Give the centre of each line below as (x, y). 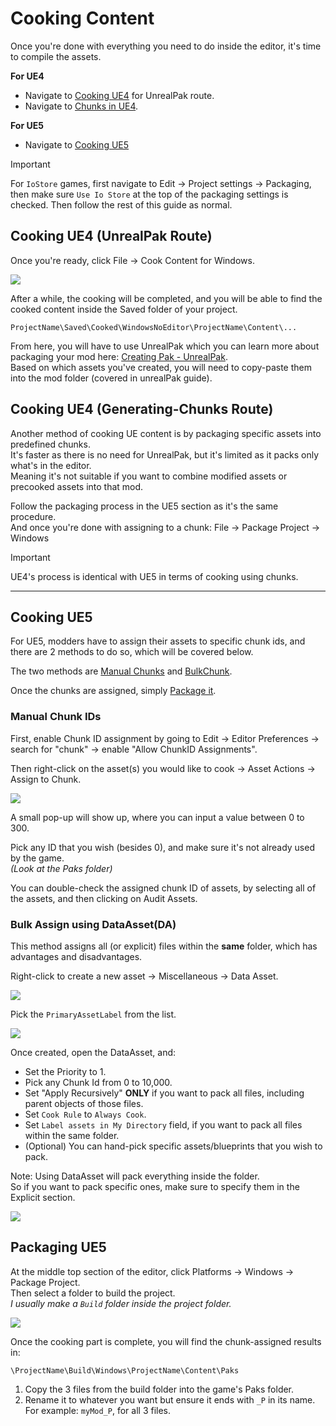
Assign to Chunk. (46, 779)
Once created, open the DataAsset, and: (93, 1052)
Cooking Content (82, 18)
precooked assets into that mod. (77, 486)
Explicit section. (43, 1197)
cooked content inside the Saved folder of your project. (124, 309)
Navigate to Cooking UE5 (77, 144)
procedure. (33, 516)
